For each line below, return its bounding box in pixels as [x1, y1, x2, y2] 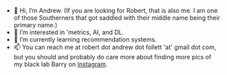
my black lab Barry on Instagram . [13, 60, 108, 68]
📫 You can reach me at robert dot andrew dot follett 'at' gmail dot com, [13, 43, 217, 51]
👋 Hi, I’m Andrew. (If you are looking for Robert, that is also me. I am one [13, 7, 218, 14]
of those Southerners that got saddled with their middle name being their [13, 14, 221, 22]
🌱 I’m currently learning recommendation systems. [13, 35, 157, 44]
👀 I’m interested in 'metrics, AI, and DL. [13, 28, 125, 36]
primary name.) [13, 21, 58, 29]
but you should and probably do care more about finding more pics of [13, 53, 212, 61]
